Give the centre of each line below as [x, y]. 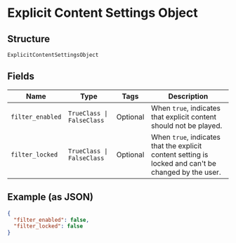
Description [188, 96]
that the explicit [176, 145]
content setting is [179, 155]
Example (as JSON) [50, 197]
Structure [29, 39]
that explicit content [183, 117]
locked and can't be [183, 163]
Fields [21, 76]
